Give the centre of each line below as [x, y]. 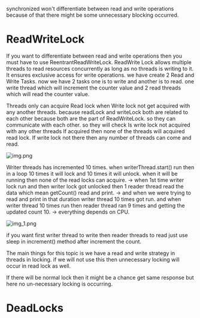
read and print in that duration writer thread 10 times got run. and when [94, 199]
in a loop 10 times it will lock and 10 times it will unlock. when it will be [92, 173]
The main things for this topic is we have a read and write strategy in [91, 253]
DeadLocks [35, 308]
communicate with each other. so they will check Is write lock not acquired [98, 125]
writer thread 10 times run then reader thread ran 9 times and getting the [96, 205]
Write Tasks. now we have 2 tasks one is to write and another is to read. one [100, 81]
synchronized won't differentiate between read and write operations [90, 9]
